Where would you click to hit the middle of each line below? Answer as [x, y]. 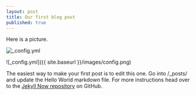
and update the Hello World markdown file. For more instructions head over [98, 80]
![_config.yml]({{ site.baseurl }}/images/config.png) [69, 62]
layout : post [22, 12]
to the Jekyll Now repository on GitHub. [54, 86]
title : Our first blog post [41, 17]
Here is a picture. [27, 40]
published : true [26, 22]
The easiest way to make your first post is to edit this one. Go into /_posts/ [97, 74]
